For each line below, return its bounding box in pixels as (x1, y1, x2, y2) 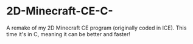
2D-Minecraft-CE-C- (6, 4, 114, 18)
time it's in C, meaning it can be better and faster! (6, 30, 131, 37)
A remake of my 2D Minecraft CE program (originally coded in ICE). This (6, 24, 187, 31)
